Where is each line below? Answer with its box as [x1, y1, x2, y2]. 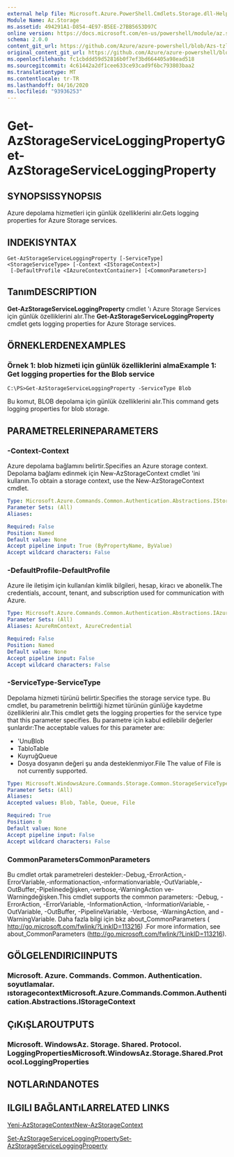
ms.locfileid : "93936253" [7, 88, 82, 95]
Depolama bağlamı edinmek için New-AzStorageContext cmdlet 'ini [7, 469, 201, 478]
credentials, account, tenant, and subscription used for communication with [7, 589, 224, 597]
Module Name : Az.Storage [7, 17, 79, 24]
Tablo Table [17, 744, 49, 752]
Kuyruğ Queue [17, 752, 58, 760]
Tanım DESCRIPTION [7, 286, 97, 298]
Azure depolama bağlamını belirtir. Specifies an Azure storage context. [7, 462, 208, 470]
